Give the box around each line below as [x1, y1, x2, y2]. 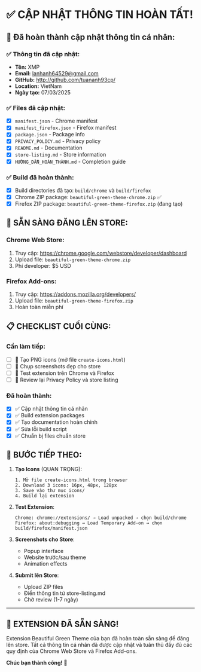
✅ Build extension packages [14, 412, 85, 419]
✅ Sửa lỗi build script [14, 425, 67, 432]
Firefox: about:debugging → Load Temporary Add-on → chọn [14, 520, 163, 526]
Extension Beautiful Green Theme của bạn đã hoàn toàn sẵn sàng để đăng [6, 635, 190, 642]
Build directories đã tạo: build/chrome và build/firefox [14, 187, 151, 194]
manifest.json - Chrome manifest [14, 117, 98, 124]
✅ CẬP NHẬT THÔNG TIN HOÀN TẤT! [6, 8, 193, 22]
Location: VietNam [14, 83, 62, 90]
